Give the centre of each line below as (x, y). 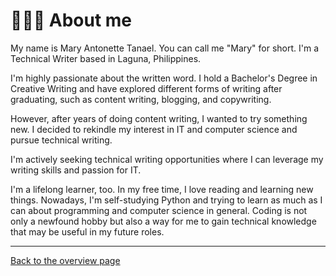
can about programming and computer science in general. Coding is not (159, 210)
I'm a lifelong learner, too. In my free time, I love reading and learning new (162, 189)
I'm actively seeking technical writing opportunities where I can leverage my (167, 159)
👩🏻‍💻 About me (71, 20)
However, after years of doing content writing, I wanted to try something (159, 118)
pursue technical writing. (61, 140)
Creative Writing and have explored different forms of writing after (146, 88)
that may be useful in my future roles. (87, 231)
